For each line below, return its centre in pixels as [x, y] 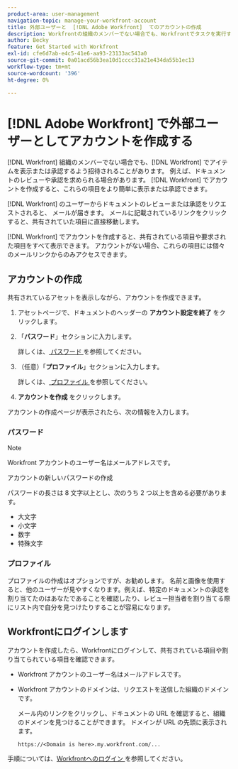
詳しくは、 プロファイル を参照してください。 [84, 382]
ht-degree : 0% [28, 80]
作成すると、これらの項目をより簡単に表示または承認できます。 [118, 189]
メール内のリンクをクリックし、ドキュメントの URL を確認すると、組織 [121, 713]
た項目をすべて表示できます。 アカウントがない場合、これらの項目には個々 [116, 246]
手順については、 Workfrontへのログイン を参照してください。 [97, 758]
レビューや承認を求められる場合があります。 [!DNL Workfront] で [114, 180]
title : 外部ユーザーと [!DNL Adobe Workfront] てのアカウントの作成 [104, 27]
